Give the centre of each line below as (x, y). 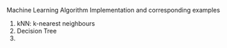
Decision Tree (37, 31)
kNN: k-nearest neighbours (56, 23)
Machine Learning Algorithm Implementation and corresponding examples (113, 10)
